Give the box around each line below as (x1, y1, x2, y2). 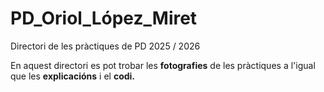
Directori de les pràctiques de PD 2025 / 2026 (10, 40, 201, 52)
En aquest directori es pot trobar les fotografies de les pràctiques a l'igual (10, 59, 316, 71)
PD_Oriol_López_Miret (10, 7, 198, 30)
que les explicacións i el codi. (10, 70, 136, 82)
